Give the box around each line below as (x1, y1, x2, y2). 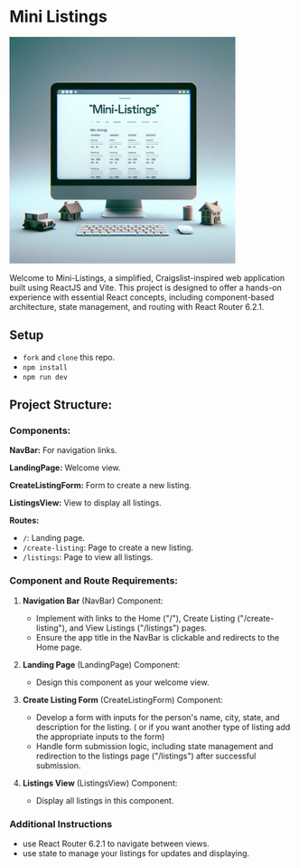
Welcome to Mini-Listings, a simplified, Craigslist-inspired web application (9, 272, 285, 283)
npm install (22, 362, 68, 372)
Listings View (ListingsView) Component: (22, 777, 178, 788)
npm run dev (22, 372, 68, 381)
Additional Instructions (9, 817, 113, 830)
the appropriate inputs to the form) (35, 731, 165, 742)
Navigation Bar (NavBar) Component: (22, 595, 164, 606)
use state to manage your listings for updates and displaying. (22, 848, 250, 859)
